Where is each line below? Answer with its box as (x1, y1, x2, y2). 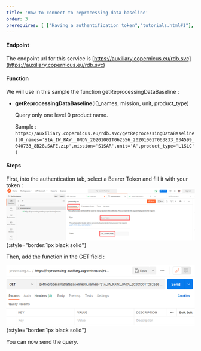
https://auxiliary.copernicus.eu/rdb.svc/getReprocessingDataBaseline (14, 130, 195, 136)
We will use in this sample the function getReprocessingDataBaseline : (6, 88, 179, 95)
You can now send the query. (6, 338, 79, 346)
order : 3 (6, 16, 28, 22)
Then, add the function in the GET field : (6, 253, 105, 260)
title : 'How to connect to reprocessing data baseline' (6, 10, 148, 16)
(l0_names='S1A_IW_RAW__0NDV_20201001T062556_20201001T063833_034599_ (14, 136, 195, 143)
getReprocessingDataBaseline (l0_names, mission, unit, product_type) (14, 99, 190, 107)
